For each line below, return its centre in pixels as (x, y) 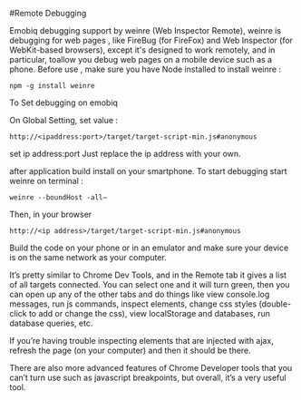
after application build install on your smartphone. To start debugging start (148, 171)
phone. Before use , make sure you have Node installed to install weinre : (146, 69)
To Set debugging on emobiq (63, 102)
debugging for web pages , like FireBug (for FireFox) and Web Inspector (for (151, 40)
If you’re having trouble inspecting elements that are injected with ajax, (141, 341)
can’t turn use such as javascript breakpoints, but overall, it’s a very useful (148, 377)
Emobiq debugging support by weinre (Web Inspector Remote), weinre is (146, 30)
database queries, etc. (51, 323)
